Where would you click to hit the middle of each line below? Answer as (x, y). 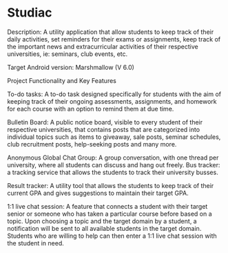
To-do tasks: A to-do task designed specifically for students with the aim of (114, 94)
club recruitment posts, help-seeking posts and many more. (92, 144)
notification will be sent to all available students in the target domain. (104, 228)
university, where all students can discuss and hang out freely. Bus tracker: (114, 165)
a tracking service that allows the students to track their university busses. (113, 172)
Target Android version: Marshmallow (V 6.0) (71, 67)
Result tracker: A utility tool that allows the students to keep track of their (111, 185)
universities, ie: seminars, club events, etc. (68, 54)
